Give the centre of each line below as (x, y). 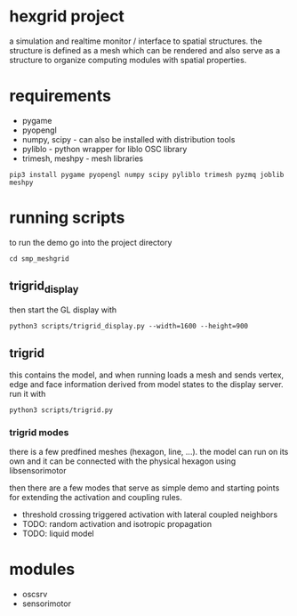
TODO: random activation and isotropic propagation (116, 523)
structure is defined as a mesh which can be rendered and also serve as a (145, 50)
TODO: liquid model (58, 533)
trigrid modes (39, 432)
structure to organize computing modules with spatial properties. (128, 60)
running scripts (67, 218)
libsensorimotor (38, 470)
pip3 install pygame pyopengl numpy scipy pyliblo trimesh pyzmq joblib (147, 174)
